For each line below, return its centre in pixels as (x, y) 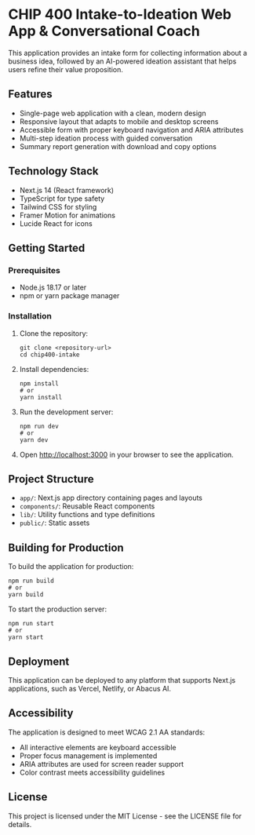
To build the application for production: (71, 567)
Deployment (39, 661)
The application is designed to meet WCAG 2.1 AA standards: (107, 732)
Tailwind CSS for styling (58, 206)
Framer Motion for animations (67, 215)
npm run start (31, 624)
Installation (30, 316)
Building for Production (66, 547)
